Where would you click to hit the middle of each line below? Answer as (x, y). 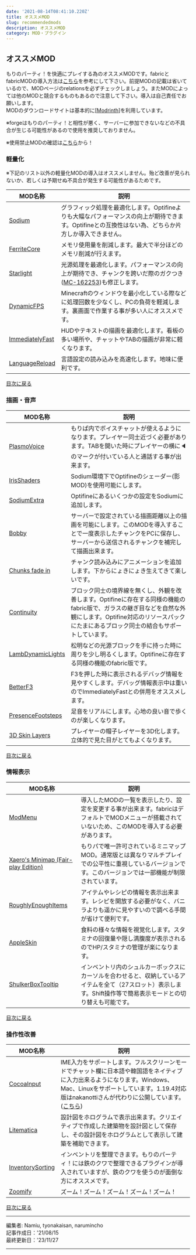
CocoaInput (25, 1084)
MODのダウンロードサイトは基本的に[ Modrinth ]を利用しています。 (86, 110)
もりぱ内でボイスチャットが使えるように (126, 428)
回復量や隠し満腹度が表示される (142, 938)
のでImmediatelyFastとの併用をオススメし (128, 691)
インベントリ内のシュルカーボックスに (133, 967)
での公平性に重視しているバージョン (130, 864)
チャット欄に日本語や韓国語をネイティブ (127, 1071)
